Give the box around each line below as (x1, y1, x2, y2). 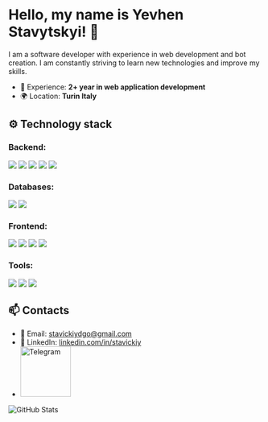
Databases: (8, 181, 55, 192)
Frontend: (8, 220, 48, 231)
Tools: (8, 260, 34, 271)
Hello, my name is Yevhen (8, 6, 184, 24)
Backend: (8, 142, 47, 153)
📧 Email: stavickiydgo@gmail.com (19, 329, 133, 339)
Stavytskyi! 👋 (8, 23, 99, 41)
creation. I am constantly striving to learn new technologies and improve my (8, 58, 260, 68)
